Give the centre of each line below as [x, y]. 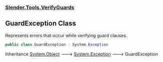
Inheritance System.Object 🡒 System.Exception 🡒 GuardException [82, 54]
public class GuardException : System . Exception [57, 44]
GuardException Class [41, 24]
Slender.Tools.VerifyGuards [40, 7]
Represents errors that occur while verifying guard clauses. [66, 35]
